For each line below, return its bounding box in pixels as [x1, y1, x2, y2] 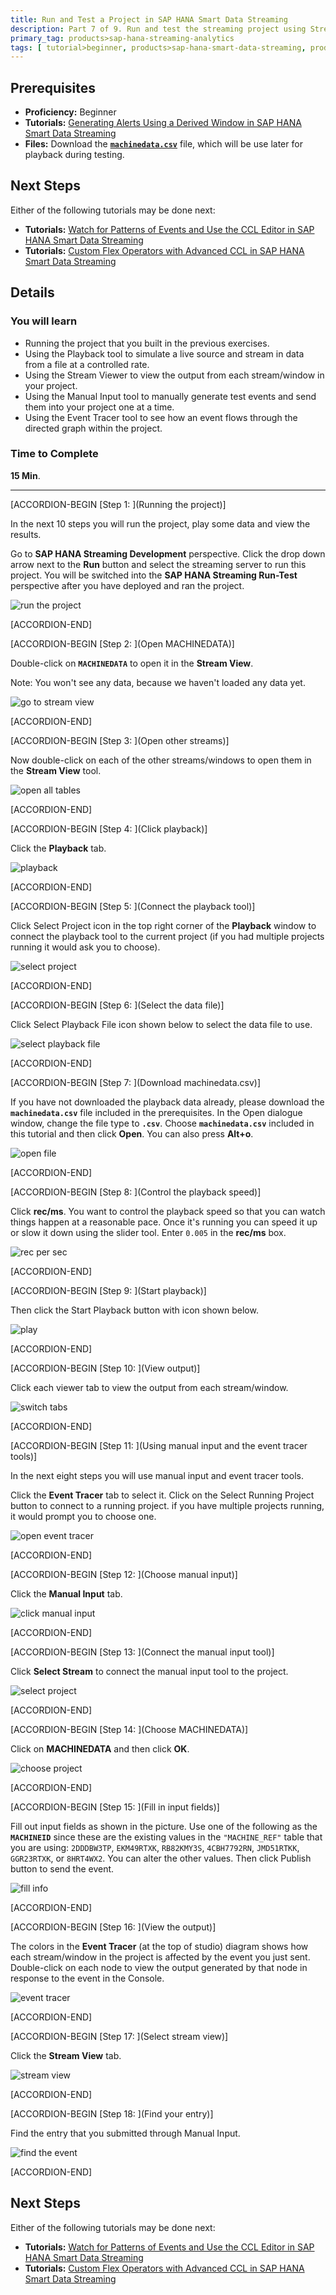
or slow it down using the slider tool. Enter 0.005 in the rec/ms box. [10, 1226, 287, 1238]
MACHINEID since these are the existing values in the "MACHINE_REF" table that [10, 1831, 323, 1843]
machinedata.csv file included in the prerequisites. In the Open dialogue [10, 1106, 303, 1118]
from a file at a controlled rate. [24, 358, 150, 370]
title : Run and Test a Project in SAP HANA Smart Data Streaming [10, 14, 288, 25]
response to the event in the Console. [10, 1972, 165, 1984]
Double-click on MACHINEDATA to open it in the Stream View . [10, 657, 254, 669]
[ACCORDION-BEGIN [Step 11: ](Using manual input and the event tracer [10, 1439, 308, 1451]
